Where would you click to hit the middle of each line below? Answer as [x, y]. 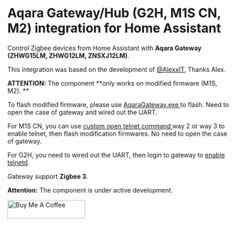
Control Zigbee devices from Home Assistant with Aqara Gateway [104, 48]
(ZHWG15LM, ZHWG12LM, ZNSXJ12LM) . [68, 56]
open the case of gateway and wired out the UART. [82, 112]
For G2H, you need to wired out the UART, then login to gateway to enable [116, 155]
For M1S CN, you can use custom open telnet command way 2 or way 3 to [116, 125]
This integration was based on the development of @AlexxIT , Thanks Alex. [117, 69]
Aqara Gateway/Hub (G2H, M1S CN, [114, 13]
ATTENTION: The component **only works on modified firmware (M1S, [112, 83]
